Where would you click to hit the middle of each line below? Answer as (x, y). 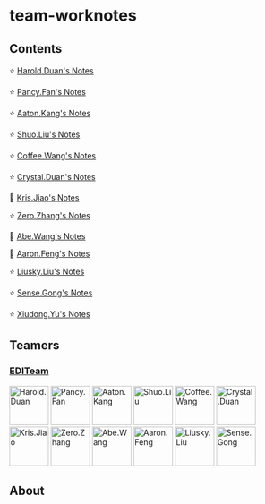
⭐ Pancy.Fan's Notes (48, 92)
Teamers (34, 346)
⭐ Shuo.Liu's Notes (45, 134)
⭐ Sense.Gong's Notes (51, 293)
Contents (36, 49)
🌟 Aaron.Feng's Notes (50, 253)
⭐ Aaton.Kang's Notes (50, 113)
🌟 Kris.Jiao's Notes (44, 197)
